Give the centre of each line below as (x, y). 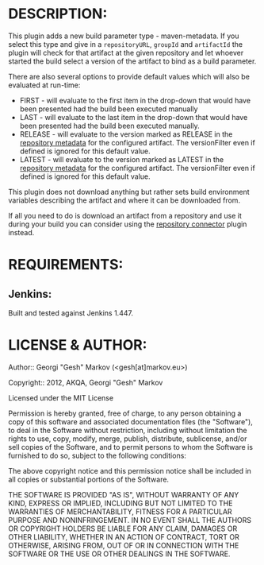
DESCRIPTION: (58, 14)
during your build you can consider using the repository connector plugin (128, 224)
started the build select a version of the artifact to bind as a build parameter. (132, 61)
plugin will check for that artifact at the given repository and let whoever (126, 52)
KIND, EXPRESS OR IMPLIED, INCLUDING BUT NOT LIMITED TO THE (121, 503)
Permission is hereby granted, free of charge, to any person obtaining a (125, 413)
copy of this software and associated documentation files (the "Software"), (131, 421)
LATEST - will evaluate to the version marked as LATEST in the (122, 159)
